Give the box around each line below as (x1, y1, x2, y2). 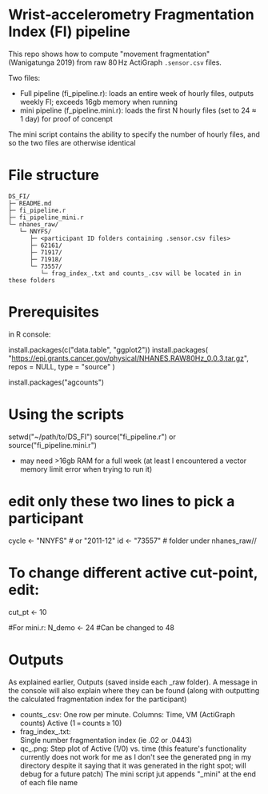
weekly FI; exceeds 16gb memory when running (19, 97, 178, 106)
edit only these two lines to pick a (8, 492, 235, 510)
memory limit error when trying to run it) (19, 464, 153, 473)
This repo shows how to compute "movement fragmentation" (8, 49, 210, 58)
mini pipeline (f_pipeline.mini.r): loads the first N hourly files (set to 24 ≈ (19, 106, 258, 115)
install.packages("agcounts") (8, 377, 105, 387)
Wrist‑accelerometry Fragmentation (8, 6, 254, 24)
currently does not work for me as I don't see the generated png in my (19, 752, 252, 761)
